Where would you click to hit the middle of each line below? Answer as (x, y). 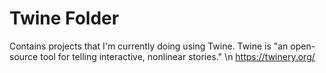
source (24, 56)
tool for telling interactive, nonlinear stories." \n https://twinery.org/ (178, 56)
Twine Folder (64, 18)
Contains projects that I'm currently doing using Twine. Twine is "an (149, 46)
